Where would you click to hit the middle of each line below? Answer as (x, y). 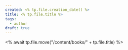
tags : (11, 19)
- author (19, 24)
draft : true (17, 28)
